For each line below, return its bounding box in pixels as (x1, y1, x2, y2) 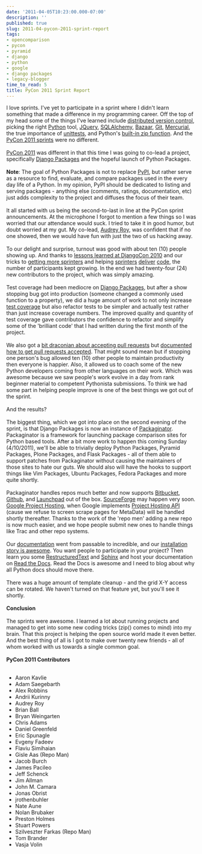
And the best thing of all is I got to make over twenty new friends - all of (6, 637, 185, 644)
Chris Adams (14, 719, 48, 726)
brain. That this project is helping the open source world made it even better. (6, 630, 197, 637)
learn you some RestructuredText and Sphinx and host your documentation (6, 553, 193, 560)
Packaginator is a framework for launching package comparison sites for (6, 431, 187, 438)
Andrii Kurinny (14, 693, 51, 701)
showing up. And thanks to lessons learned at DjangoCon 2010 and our (6, 251, 183, 258)
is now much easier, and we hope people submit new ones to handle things (6, 521, 194, 528)
